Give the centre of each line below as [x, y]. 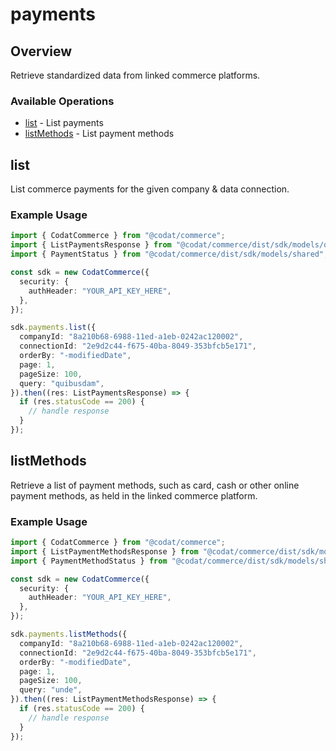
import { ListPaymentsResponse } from [91, 245]
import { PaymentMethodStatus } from [89, 561]
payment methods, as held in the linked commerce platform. [134, 495]
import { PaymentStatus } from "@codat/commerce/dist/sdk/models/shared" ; [169, 254]
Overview [41, 51]
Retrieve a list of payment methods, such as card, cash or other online [155, 485]
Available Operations [62, 101]
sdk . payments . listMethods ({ [69, 634]
